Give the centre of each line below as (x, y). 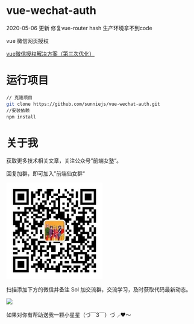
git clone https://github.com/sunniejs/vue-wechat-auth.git (83, 104)
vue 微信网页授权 (28, 40)
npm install (21, 117)
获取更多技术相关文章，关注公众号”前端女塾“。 (64, 161)
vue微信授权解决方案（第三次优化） (51, 53)
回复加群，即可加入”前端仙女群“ (46, 173)
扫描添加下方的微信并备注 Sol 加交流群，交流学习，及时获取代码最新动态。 (99, 290)
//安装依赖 (18, 110)
